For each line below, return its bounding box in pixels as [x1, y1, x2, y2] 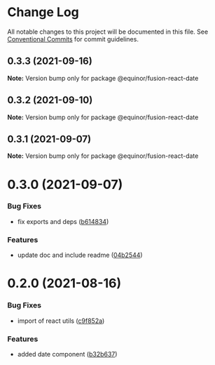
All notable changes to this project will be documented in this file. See [7, 27, 209, 36]
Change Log [7, 4, 79, 20]
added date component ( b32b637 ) [17, 350, 118, 358]
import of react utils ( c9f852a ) [17, 317, 105, 325]
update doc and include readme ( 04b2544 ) [17, 251, 143, 260]
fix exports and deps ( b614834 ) [17, 217, 109, 225]
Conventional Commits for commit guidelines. [7, 34, 139, 43]
